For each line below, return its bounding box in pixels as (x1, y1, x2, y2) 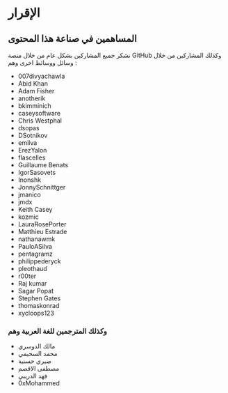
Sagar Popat (17, 287, 54, 295)
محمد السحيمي (17, 350, 58, 358)
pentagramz (17, 249, 54, 258)
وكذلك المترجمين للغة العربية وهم (8, 326, 107, 336)
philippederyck (17, 257, 61, 265)
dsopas (17, 124, 40, 132)
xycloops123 (17, 309, 55, 317)
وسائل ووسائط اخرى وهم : (8, 59, 77, 67)
